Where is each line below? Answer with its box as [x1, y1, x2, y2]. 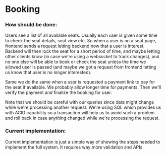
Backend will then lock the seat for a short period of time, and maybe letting [5, 48, 160, 54]
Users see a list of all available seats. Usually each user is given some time [5, 32, 158, 38]
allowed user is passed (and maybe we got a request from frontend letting [5, 64, 157, 70]
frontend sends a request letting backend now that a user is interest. [5, 43, 145, 49]
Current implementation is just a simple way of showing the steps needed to [5, 139, 161, 145]
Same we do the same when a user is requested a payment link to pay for [5, 79, 155, 85]
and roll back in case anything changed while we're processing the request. [5, 115, 160, 121]
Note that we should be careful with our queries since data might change [5, 99, 154, 105]
